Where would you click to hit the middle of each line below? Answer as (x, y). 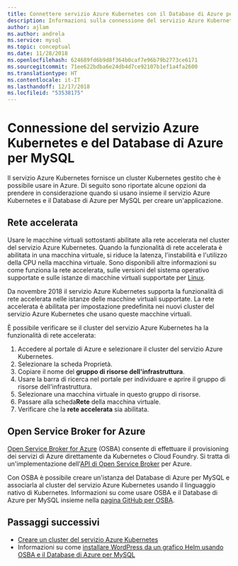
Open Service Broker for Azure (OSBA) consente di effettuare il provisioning (118, 448)
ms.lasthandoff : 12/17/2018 (49, 87)
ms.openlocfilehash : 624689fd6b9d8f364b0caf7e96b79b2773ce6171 (103, 60)
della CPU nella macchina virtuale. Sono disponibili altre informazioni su (112, 262)
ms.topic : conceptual (39, 47)
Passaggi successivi (54, 522)
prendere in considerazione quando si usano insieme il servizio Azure (109, 193)
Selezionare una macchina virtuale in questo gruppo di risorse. (109, 394)
